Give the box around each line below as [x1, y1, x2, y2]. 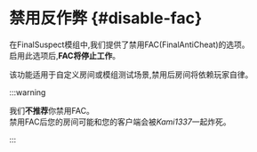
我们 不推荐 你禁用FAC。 [9, 105, 95, 116]
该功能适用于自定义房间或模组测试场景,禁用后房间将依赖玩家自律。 [9, 68, 253, 80]
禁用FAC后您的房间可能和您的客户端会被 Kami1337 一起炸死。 [9, 116, 231, 127]
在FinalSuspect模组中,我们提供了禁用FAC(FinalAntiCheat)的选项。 [9, 39, 251, 50]
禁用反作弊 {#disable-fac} [9, 8, 203, 28]
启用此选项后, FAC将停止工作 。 [9, 50, 121, 60]
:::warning [9, 86, 46, 98]
